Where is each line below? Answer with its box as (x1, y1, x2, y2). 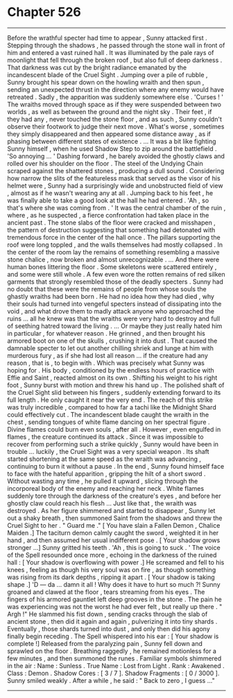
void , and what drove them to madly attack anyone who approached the (7, 307, 215, 315)
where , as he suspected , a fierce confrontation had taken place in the (7, 211, 209, 219)
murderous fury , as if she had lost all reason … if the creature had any (7, 351, 208, 359)
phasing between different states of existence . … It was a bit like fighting (7, 137, 216, 145)
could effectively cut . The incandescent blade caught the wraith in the (7, 410, 209, 419)
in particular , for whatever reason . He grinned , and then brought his (7, 329, 206, 337)
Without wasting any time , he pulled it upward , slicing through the (7, 477, 198, 485)
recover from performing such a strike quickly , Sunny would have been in (7, 439, 219, 448)
